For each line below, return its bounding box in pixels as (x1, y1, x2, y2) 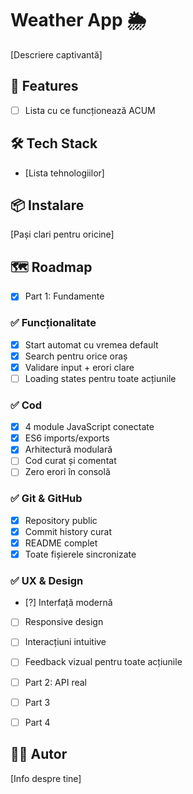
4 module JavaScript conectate (24, 421, 155, 433)
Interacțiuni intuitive (24, 636, 107, 648)
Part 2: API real (24, 676, 87, 688)
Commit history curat (24, 525, 113, 537)
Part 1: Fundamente (24, 290, 105, 302)
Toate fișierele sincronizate (24, 548, 137, 560)
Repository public (24, 514, 98, 526)
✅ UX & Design (10, 573, 84, 587)
